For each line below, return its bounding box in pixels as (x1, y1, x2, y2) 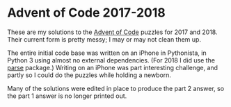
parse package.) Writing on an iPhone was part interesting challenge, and (7, 63, 218, 72)
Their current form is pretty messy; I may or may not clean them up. (7, 35, 202, 43)
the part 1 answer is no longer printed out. (7, 92, 127, 100)
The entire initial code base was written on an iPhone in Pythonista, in (7, 49, 207, 57)
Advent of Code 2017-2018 (7, 5, 166, 21)
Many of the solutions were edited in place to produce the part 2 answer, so (7, 84, 225, 92)
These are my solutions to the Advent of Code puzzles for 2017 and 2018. (7, 28, 218, 36)
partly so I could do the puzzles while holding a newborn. (7, 71, 172, 79)
